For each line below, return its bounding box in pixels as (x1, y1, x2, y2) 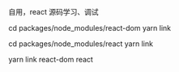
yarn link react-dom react (8, 55, 93, 64)
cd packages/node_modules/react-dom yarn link (8, 23, 172, 32)
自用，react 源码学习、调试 (8, 7, 99, 16)
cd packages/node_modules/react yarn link (8, 39, 154, 49)
